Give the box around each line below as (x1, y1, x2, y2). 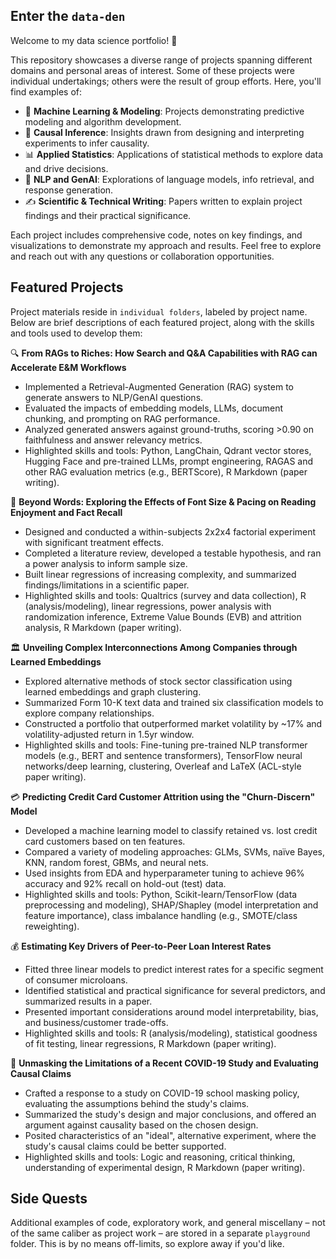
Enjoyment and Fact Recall (10, 506, 123, 518)
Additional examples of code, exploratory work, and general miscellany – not (10, 1217, 326, 1229)
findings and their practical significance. (24, 209, 192, 221)
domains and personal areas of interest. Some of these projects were (10, 64, 295, 76)
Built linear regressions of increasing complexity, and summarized (24, 568, 297, 580)
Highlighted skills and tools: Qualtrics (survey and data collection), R (24, 589, 307, 601)
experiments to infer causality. (24, 137, 150, 149)
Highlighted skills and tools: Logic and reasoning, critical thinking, (24, 1150, 296, 1163)
